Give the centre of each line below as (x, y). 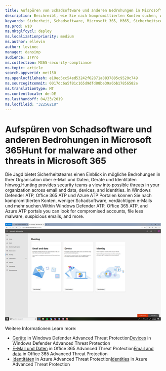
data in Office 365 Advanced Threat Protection (60, 354)
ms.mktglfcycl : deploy (28, 31)
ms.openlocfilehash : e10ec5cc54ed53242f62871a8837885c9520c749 (72, 78)
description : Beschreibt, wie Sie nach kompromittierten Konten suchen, (82, 16)
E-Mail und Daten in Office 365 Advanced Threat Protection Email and (83, 349)
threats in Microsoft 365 (56, 161)
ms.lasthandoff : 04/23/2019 (34, 99)
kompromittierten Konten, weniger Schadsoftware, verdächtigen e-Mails (79, 201)
